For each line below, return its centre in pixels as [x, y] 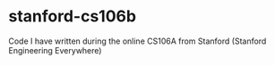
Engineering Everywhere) [55, 50]
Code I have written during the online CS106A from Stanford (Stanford [137, 41]
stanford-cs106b [72, 16]
